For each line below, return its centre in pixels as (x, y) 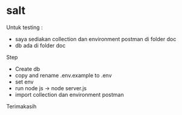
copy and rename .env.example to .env (63, 75)
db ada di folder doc (40, 45)
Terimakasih (21, 106)
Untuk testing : (24, 27)
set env (24, 82)
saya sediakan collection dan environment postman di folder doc (96, 39)
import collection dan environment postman (69, 94)
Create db (28, 69)
